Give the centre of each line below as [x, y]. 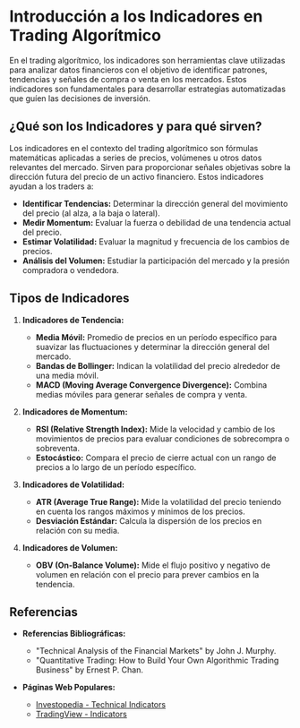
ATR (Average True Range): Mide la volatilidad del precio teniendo [159, 501]
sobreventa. [58, 448]
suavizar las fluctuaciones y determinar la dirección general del [153, 347]
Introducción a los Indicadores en [136, 17]
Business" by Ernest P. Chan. [89, 670]
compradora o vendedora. [70, 270]
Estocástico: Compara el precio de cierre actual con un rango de [156, 458]
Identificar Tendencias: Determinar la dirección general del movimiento [155, 203]
